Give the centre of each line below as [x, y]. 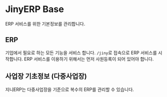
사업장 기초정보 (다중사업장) [46, 76]
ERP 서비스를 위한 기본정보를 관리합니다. [45, 24]
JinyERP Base [35, 9]
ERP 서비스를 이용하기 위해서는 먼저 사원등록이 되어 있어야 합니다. [89, 59]
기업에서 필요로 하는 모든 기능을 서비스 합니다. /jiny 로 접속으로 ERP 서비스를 [81, 53]
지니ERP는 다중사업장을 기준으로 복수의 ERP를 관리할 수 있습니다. [70, 89]
